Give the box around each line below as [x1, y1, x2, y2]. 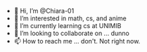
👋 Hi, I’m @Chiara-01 [13, 7, 75, 15]
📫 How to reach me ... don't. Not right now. [13, 37, 141, 45]
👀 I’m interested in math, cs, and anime [13, 14, 127, 22]
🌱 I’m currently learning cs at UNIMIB [13, 22, 122, 30]
